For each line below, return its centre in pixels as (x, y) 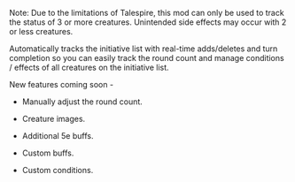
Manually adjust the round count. (82, 102)
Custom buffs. (48, 153)
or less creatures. (41, 31)
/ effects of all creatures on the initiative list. (89, 67)
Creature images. (54, 119)
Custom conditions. (58, 170)
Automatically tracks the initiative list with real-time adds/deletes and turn (144, 49)
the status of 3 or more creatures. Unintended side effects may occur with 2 (148, 22)
